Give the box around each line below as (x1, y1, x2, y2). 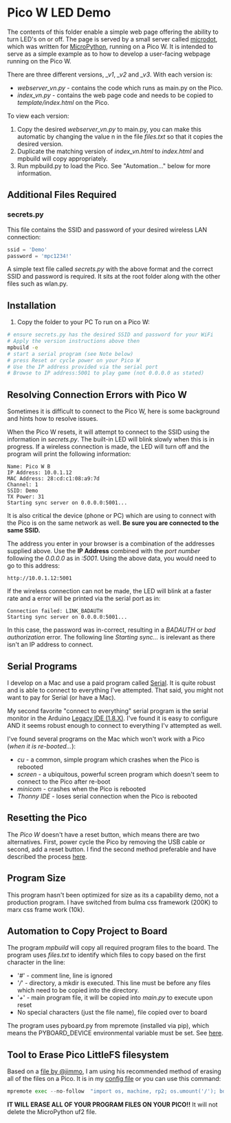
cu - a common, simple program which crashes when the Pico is (16, 755, 199, 764)
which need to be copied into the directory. (16, 986, 140, 995)
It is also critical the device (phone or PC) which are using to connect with (7, 512, 217, 520)
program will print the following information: (7, 450, 131, 458)
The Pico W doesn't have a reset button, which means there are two (7, 830, 200, 839)
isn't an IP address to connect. (7, 640, 93, 649)
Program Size (7, 873, 66, 884)
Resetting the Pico (7, 812, 87, 824)
